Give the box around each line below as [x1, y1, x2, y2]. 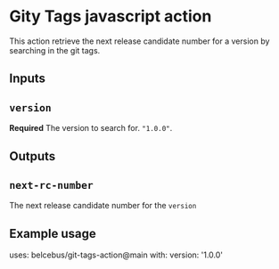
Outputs [9, 149, 56, 164]
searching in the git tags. [9, 45, 101, 55]
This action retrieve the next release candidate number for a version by [9, 36, 270, 46]
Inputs [9, 71, 46, 86]
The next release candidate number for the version [9, 200, 197, 211]
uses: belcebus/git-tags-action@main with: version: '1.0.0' [9, 249, 224, 260]
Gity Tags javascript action [9, 6, 212, 27]
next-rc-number [9, 178, 94, 192]
